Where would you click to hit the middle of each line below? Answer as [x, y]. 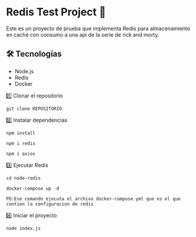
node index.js [24, 228]
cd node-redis [24, 178]
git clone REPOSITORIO [34, 109]
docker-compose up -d [33, 189]
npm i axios [21, 154]
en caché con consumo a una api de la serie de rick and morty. [83, 34]
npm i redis [21, 143]
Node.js [24, 71]
